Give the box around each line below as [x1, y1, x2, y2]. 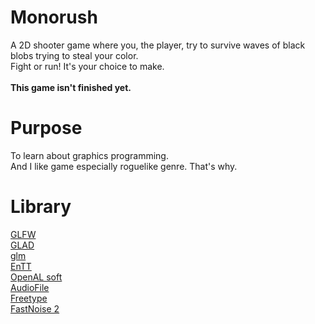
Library [10, 196, 72, 218]
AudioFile [10, 281, 50, 293]
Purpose [10, 117, 83, 140]
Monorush [10, 6, 98, 29]
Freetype [10, 292, 48, 304]
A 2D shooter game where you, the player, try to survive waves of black [10, 39, 306, 51]
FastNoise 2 [10, 302, 60, 315]
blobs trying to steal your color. [10, 49, 139, 61]
